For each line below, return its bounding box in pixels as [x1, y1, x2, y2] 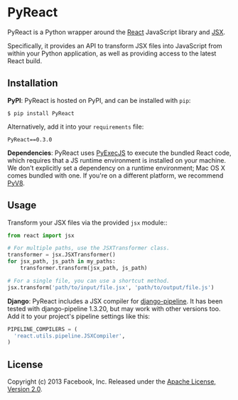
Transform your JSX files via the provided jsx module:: [7, 218, 168, 227]
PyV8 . [7, 178, 25, 187]
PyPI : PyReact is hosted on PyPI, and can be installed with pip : [7, 96, 191, 104]
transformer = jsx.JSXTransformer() [7, 252, 116, 259]
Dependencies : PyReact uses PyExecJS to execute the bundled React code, [7, 148, 232, 157]
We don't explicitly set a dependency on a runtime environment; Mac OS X [7, 163, 226, 172]
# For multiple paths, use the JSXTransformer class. [7, 244, 171, 252]
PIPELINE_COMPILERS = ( [7, 325, 78, 333]
